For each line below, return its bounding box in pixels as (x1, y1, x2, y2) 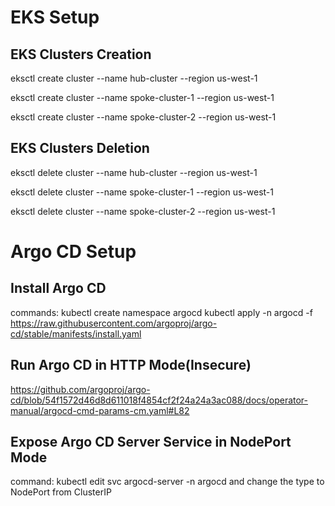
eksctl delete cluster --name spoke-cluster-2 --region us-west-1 (10, 205, 276, 217)
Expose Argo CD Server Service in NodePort (10, 434, 292, 451)
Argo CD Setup (10, 241, 137, 263)
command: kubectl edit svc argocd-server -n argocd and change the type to (10, 476, 325, 488)
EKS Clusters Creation (10, 46, 152, 63)
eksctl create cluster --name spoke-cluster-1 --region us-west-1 (10, 92, 275, 103)
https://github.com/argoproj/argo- (10, 383, 151, 395)
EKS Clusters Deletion (10, 140, 150, 157)
